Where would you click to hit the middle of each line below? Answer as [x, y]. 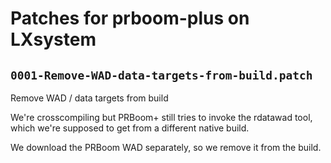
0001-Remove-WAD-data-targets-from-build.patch [161, 75]
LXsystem [53, 39]
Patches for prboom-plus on [130, 18]
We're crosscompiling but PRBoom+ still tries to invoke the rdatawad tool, [161, 117]
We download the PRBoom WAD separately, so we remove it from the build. [166, 147]
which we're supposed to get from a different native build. [130, 128]
